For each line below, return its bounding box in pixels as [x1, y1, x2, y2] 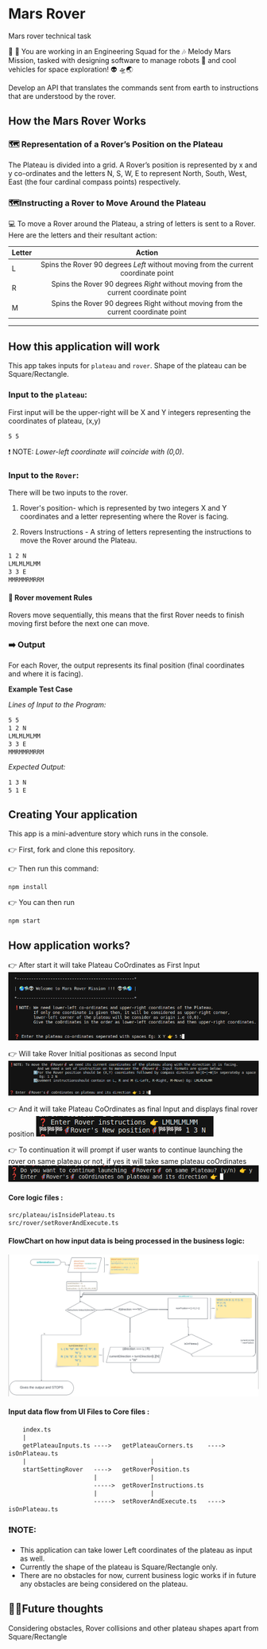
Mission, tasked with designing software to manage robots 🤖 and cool [8, 55, 237, 65]
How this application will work [8, 340, 161, 354]
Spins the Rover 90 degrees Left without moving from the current [41, 260, 254, 269]
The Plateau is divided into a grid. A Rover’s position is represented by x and [8, 160, 257, 170]
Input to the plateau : [8, 390, 87, 401]
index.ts [22, 1425, 52, 1434]
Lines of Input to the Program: [8, 699, 106, 709]
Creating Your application [8, 808, 137, 821]
